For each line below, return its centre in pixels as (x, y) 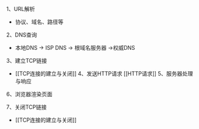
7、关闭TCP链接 (26, 107)
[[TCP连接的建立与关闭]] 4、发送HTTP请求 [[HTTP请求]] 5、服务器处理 (104, 74)
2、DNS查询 (22, 35)
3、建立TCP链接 (27, 61)
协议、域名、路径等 (39, 22)
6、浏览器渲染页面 (30, 94)
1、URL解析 (21, 9)
